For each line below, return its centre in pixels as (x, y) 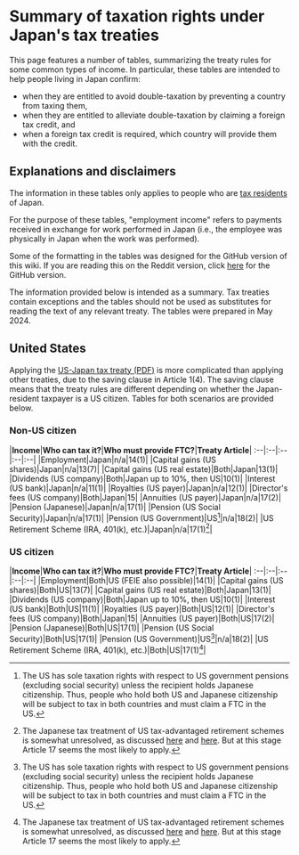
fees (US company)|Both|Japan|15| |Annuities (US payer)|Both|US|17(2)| (142, 619)
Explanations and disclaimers (93, 171)
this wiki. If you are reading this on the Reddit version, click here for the (140, 265)
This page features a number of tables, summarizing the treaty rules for (140, 60)
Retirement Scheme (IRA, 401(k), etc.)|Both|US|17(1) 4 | (108, 649)
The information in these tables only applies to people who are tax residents (148, 192)
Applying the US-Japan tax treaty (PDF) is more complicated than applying (146, 370)
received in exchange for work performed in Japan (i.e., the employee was (146, 229)
